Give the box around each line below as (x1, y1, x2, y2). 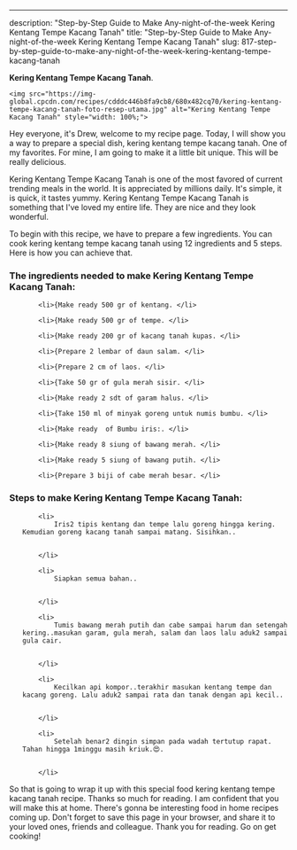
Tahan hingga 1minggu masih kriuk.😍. (21, 745, 164, 753)
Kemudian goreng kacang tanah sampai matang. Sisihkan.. (21, 527, 237, 536)
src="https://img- (28, 90, 97, 98)
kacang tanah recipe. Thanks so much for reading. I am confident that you (9, 792, 279, 803)
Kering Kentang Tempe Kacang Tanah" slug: (78, 36, 240, 47)
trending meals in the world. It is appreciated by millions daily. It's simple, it (9, 183, 282, 193)
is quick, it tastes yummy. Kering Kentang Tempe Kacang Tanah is (9, 192, 249, 203)
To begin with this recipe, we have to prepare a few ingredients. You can (9, 229, 272, 239)
